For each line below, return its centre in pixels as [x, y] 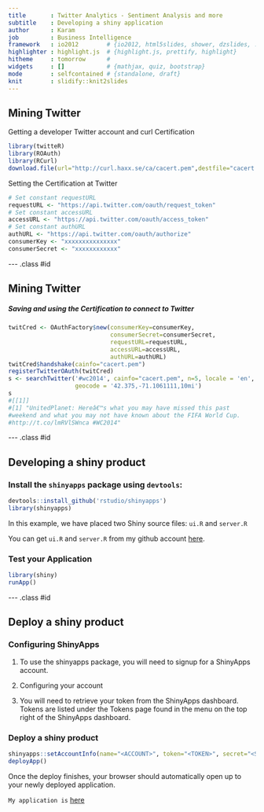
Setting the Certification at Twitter [63, 183]
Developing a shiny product [77, 462]
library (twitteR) [37, 146]
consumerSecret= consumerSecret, [163, 335]
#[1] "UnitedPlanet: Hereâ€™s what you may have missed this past [119, 408]
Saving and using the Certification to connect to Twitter [101, 308]
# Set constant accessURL [50, 212]
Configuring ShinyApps [54, 645]
